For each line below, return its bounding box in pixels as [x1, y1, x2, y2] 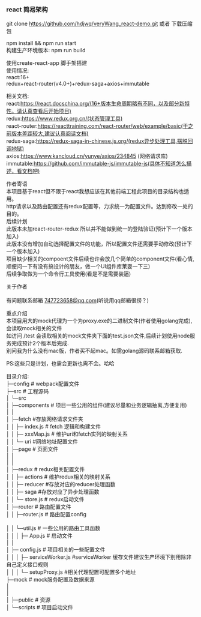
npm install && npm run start [6, 40, 77, 47]
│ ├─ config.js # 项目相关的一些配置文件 [6, 546, 106, 553]
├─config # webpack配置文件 [6, 380, 80, 388]
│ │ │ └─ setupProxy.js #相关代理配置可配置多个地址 [6, 568, 136, 576]
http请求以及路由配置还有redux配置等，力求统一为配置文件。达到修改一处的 [6, 203, 193, 210]
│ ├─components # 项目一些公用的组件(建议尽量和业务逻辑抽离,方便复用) [6, 402, 187, 409]
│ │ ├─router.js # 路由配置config [6, 511, 87, 518]
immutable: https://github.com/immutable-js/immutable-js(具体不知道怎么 [6, 160, 187, 167]
